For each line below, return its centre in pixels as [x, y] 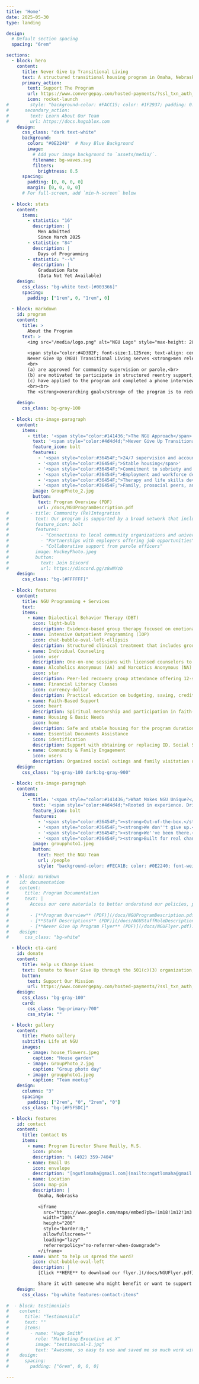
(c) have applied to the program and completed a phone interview [111, 380]
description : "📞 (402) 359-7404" [73, 1157]
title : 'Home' [24, 12]
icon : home [46, 723]
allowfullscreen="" [68, 1234]
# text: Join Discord [47, 563]
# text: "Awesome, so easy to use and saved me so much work [95, 1350]
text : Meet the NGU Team [68, 855]
